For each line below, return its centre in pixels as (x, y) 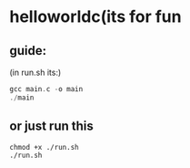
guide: (28, 51)
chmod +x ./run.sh (44, 147)
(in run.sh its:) (35, 72)
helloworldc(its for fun (95, 17)
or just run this (51, 126)
